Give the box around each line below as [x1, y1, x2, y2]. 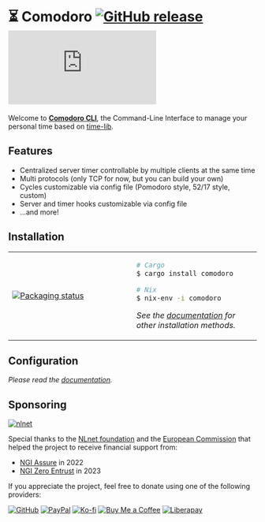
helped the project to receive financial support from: [8, 442, 178, 452]
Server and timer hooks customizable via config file [19, 199, 188, 208]
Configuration [8, 354, 79, 367]
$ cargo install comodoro [136, 269, 234, 278]
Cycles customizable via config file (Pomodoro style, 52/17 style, [19, 182, 230, 192]
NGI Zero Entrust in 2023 [19, 466, 101, 475]
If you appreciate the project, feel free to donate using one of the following [8, 482, 251, 491]
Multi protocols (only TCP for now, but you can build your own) [19, 173, 224, 183]
